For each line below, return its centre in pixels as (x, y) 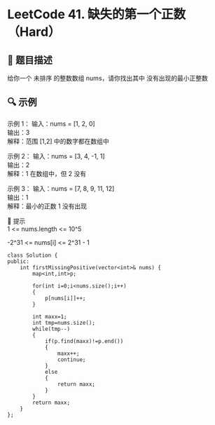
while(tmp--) (51, 329)
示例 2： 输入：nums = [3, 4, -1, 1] (56, 156)
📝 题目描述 (30, 60)
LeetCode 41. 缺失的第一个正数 (97, 14)
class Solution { (33, 255)
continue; (71, 359)
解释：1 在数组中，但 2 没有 (47, 173)
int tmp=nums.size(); (64, 323)
